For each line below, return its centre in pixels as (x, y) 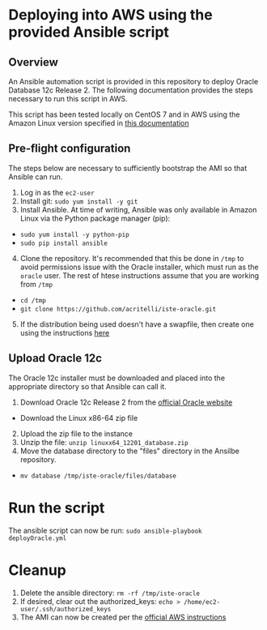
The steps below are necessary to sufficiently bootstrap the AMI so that (128, 168)
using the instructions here (65, 332)
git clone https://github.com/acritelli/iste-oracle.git (118, 309)
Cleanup (38, 570)
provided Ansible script (89, 32)
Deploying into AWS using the (110, 15)
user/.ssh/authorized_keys (66, 609)
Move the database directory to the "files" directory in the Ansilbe (130, 451)
